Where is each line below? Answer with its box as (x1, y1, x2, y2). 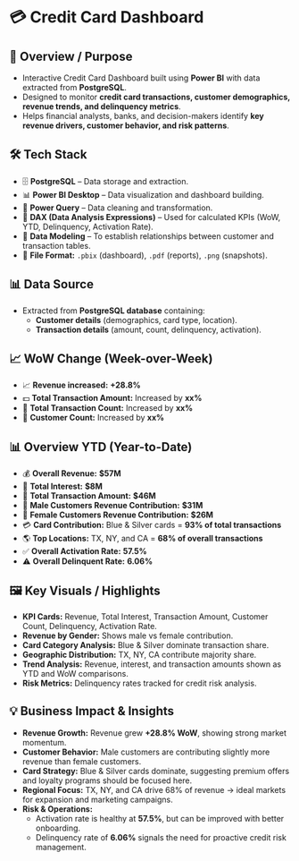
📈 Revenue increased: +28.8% (21, 379, 141, 390)
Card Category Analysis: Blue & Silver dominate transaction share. (21, 640, 270, 651)
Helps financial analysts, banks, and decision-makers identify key (21, 111, 265, 121)
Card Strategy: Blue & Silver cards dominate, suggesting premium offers (21, 765, 290, 776)
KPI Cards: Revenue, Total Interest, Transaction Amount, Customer (21, 611, 269, 622)
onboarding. (35, 823, 81, 833)
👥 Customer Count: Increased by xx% (21, 413, 165, 423)
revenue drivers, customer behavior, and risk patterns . (21, 120, 229, 131)
